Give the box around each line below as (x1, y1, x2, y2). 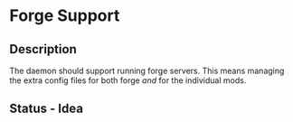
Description (9, 42, 77, 57)
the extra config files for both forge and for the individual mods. (9, 75, 247, 86)
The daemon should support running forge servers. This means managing (9, 65, 285, 76)
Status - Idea (9, 101, 84, 117)
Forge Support (9, 5, 120, 26)
